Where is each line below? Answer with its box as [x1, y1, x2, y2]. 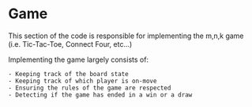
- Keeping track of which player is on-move [8, 77, 157, 85]
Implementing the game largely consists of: [8, 55, 149, 64]
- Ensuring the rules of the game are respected [8, 84, 171, 92]
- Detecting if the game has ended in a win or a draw [8, 90, 193, 99]
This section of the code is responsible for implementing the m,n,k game [8, 31, 244, 40]
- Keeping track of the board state [8, 70, 129, 78]
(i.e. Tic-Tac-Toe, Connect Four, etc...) [8, 39, 133, 48]
